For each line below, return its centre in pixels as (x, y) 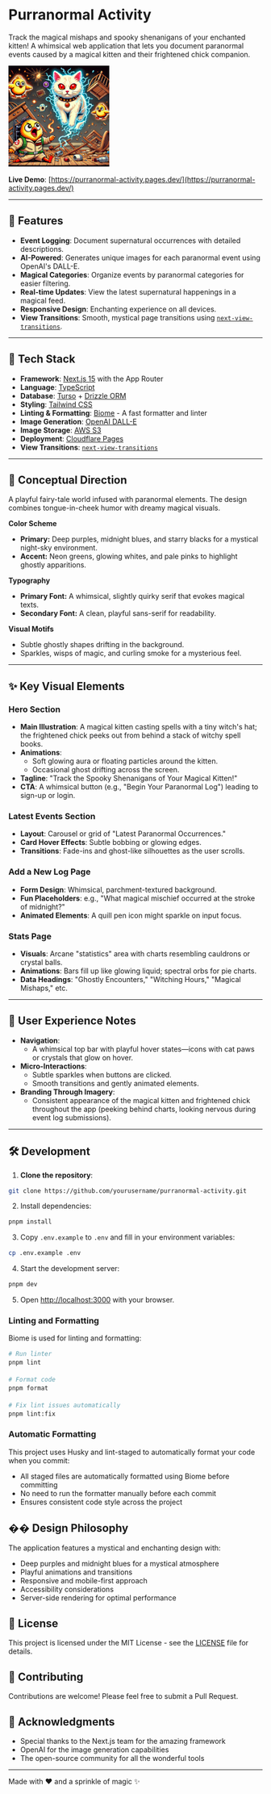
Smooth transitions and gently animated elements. (115, 1083)
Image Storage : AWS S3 (60, 430)
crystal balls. (41, 962)
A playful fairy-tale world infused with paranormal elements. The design (128, 500)
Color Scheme (33, 524)
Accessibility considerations (67, 1589)
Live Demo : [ (30, 179)
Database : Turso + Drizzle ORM (73, 395)
